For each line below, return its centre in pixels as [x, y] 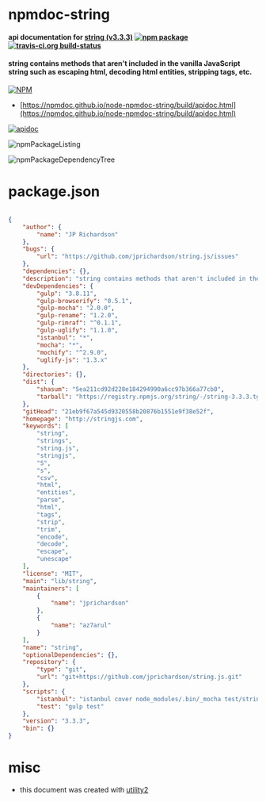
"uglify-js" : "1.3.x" [72, 360]
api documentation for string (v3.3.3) [70, 36]
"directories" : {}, [55, 374]
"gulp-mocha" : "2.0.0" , [76, 308]
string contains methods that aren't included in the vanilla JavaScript [124, 63]
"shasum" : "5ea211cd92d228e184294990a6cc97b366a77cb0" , [131, 389]
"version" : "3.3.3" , [56, 721]
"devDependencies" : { [58, 286]
